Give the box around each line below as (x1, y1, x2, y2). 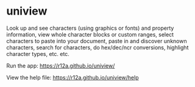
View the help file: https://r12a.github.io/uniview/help (6, 74, 139, 81)
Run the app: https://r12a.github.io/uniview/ (6, 62, 115, 69)
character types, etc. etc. (6, 50, 70, 57)
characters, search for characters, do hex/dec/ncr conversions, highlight (6, 44, 189, 51)
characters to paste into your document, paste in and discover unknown (6, 37, 187, 44)
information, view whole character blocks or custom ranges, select (6, 30, 174, 38)
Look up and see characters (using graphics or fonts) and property (6, 24, 174, 32)
